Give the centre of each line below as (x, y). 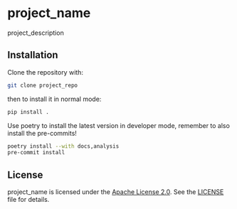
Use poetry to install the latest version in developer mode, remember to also (118, 125)
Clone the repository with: (46, 72)
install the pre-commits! (42, 133)
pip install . (28, 112)
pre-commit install (36, 153)
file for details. (28, 200)
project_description (36, 33)
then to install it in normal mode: (54, 99)
